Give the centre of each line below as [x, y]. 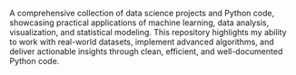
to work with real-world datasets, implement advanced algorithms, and [142, 42]
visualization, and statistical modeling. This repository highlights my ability [148, 32]
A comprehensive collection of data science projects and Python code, [142, 13]
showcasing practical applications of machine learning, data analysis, [139, 23]
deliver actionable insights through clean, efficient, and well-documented [146, 52]
